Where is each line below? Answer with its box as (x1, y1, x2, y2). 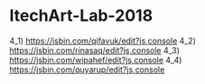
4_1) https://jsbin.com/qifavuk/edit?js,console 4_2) (9, 35, 197, 46)
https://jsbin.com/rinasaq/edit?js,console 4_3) (9, 44, 181, 55)
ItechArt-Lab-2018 (9, 5, 154, 26)
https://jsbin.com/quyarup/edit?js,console (9, 64, 165, 75)
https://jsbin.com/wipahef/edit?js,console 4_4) (9, 54, 182, 65)
